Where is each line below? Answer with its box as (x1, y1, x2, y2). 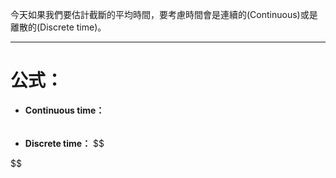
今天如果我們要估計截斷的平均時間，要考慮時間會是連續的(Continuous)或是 (10, 9, 318, 20)
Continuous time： (24, 104, 105, 116)
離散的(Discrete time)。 (10, 21, 107, 33)
